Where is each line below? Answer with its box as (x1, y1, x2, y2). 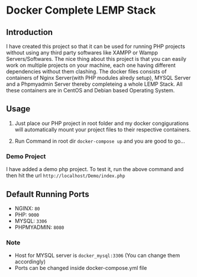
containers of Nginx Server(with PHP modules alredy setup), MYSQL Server (6, 75, 191, 81)
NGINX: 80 (14, 205, 40, 212)
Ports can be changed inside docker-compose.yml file (14, 265, 147, 272)
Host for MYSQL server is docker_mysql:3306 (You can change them (14, 252, 180, 259)
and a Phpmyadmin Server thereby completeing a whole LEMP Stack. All (6, 80, 183, 88)
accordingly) (14, 258, 46, 265)
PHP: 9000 (14, 211, 40, 218)
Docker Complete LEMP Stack (6, 4, 156, 17)
